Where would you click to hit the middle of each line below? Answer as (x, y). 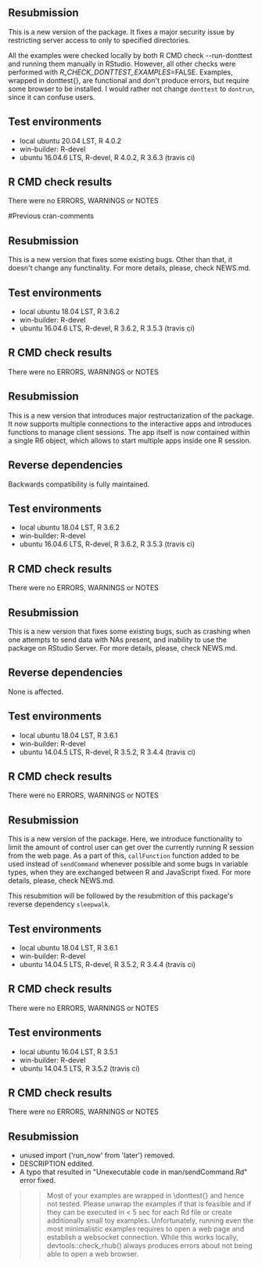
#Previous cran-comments (51, 216)
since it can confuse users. (52, 97)
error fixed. (38, 1180)
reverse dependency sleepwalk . (59, 904)
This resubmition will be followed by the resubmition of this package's (120, 896)
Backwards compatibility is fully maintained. (79, 484)
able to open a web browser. (93, 1254)
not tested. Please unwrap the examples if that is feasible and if (149, 1204)
